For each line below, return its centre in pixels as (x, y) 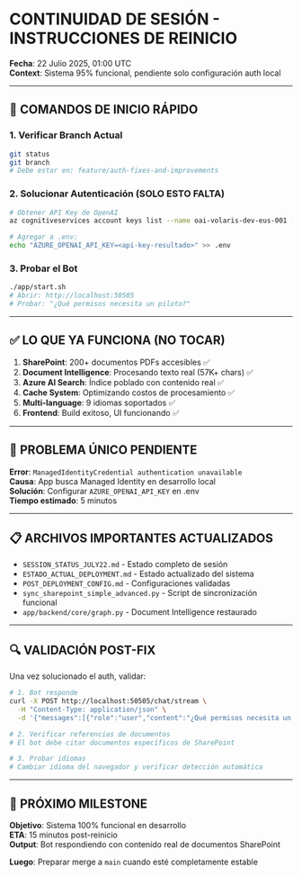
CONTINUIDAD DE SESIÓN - (115, 19)
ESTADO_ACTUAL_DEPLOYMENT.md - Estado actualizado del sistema (138, 574)
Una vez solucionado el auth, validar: (78, 676)
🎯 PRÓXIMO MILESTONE (79, 804)
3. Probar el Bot (44, 268)
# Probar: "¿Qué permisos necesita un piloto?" (100, 304)
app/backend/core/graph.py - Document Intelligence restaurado (140, 612)
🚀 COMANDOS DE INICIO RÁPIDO (104, 109)
